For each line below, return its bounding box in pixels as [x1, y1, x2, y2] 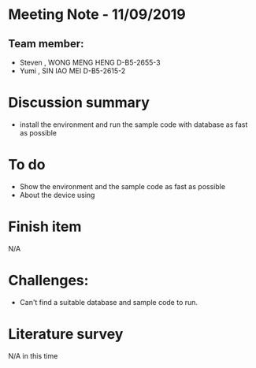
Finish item [8, 218, 82, 236]
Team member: [8, 37, 84, 50]
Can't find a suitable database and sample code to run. [19, 297, 198, 307]
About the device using [19, 190, 95, 199]
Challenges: [8, 272, 89, 289]
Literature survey [8, 325, 124, 343]
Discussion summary [8, 94, 150, 112]
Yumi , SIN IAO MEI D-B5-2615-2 [19, 66, 126, 76]
